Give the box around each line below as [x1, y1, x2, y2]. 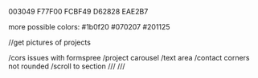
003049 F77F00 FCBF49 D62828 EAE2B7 [8, 7, 149, 16]
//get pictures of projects [8, 37, 91, 47]
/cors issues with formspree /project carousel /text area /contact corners [8, 53, 250, 62]
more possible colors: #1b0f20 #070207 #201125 [8, 22, 170, 31]
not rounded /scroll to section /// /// [8, 61, 126, 71]
